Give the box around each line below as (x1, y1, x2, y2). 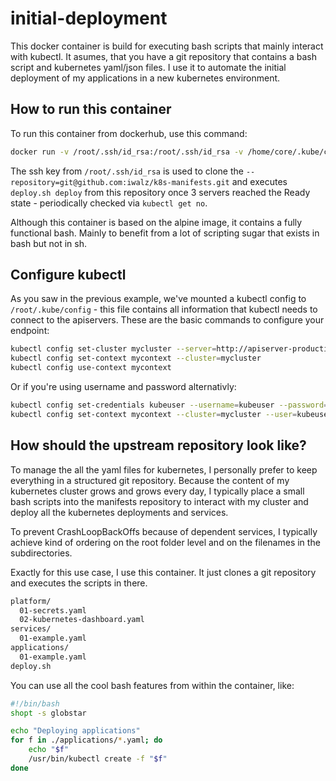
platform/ (10, 596, 52, 606)
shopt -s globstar (10, 708, 87, 718)
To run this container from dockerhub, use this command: (10, 127, 248, 139)
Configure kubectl (10, 267, 127, 284)
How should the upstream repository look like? (10, 437, 307, 454)
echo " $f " (28, 745, 70, 755)
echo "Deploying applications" (10, 726, 141, 736)
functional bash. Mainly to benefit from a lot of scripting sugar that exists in (10, 227, 320, 239)
